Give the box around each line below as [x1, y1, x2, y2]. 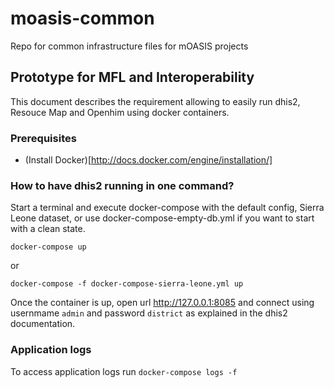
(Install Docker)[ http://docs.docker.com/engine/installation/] [24, 154, 273, 166]
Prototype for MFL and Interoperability [10, 69, 255, 86]
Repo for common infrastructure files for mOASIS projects [10, 40, 249, 52]
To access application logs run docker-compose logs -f [10, 365, 238, 377]
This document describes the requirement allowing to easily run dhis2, [10, 95, 301, 107]
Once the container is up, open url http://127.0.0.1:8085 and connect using [10, 297, 315, 309]
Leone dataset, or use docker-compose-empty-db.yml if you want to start [10, 212, 315, 224]
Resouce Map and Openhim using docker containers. [10, 106, 230, 118]
